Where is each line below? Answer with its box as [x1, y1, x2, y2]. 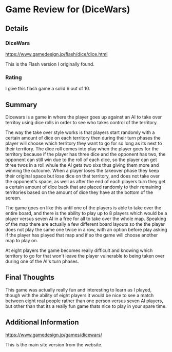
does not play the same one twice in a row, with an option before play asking [5, 226, 168, 232]
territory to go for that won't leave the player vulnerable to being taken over [5, 252, 165, 259]
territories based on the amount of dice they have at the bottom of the [5, 189, 154, 195]
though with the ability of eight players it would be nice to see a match [5, 292, 154, 298]
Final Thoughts [5, 273, 55, 282]
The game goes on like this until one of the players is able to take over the [5, 204, 162, 211]
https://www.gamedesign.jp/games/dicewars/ [5, 331, 103, 338]
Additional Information [5, 318, 79, 327]
